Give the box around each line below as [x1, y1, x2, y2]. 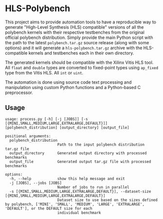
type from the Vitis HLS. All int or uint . [5, 70, 84, 75]
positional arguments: [5, 133, 51, 139]
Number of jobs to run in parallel [57, 184, 130, 190]
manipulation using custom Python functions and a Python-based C [5, 84, 141, 90]
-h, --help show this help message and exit [9, 176, 125, 181]
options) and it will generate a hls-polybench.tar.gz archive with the [5, 45, 143, 51]
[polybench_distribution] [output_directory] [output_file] [5, 125, 130, 130]
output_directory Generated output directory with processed [9, 150, 147, 156]
